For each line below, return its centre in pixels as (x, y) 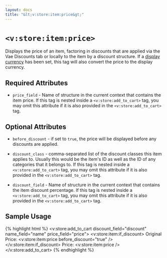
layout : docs (19, 10)
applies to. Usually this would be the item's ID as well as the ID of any (84, 159)
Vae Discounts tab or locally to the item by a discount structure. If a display (83, 57)
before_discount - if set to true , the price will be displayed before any (85, 139)
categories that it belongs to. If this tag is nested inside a (71, 165)
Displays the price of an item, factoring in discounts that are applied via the (83, 51)
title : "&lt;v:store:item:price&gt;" (45, 15)
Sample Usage (28, 217)
